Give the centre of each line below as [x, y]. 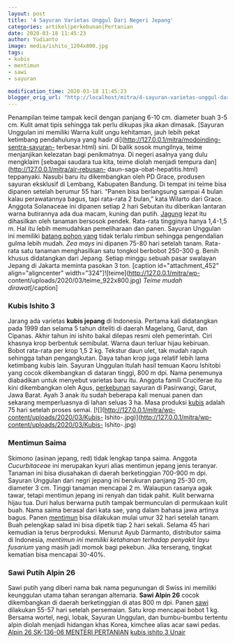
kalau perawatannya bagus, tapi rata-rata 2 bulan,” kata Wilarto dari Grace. [116, 199]
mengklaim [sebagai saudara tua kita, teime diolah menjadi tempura [105, 162]
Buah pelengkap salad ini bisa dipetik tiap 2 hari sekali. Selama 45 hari [109, 524]
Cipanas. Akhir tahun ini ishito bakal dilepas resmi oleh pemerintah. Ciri [110, 336]
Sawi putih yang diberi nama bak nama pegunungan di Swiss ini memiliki [112, 588]
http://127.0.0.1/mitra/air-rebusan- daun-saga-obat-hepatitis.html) [104, 169]
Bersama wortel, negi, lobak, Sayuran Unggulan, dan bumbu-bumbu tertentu [118, 617]
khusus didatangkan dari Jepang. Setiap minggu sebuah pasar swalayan [112, 258]
